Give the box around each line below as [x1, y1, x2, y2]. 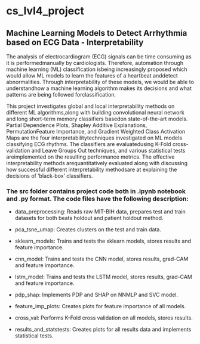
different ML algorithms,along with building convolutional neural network [6, 109, 185, 116]
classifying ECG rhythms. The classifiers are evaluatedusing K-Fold [6, 141, 171, 147]
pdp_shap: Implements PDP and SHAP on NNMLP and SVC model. [14, 291, 179, 299]
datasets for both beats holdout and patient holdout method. [14, 215, 164, 222]
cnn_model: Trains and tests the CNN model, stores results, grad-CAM [14, 255, 189, 263]
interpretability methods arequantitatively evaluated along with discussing [6, 160, 188, 166]
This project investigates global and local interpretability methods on [6, 103, 175, 110]
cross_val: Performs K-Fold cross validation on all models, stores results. [14, 314, 193, 321]
